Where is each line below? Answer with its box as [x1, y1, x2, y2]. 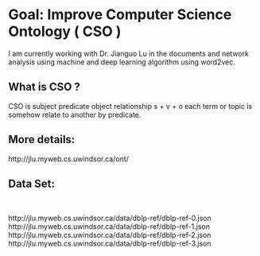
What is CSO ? [8, 80, 81, 94]
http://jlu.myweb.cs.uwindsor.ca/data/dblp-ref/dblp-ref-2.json [8, 231, 211, 240]
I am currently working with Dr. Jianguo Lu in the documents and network [8, 48, 249, 58]
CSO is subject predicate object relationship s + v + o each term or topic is [8, 101, 253, 111]
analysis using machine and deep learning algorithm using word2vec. [8, 57, 236, 67]
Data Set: [8, 176, 56, 190]
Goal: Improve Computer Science [8, 6, 232, 24]
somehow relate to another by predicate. [8, 110, 142, 119]
